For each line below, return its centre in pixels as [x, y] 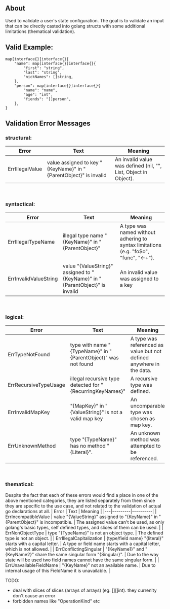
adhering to [134, 239]
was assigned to [139, 279]
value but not [146, 351]
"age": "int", [38, 94]
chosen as [143, 418]
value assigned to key [73, 163]
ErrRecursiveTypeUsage [37, 385]
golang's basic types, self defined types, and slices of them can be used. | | [84, 528]
